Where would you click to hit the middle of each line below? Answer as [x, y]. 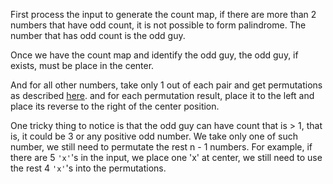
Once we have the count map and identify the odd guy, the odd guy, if [154, 55]
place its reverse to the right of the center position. [115, 106]
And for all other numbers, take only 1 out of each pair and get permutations [166, 85]
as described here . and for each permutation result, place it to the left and [162, 95]
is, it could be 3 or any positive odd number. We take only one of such [154, 136]
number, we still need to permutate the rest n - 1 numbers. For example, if [161, 147]
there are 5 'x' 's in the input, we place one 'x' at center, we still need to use [166, 157]
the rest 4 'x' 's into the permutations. [88, 168]
